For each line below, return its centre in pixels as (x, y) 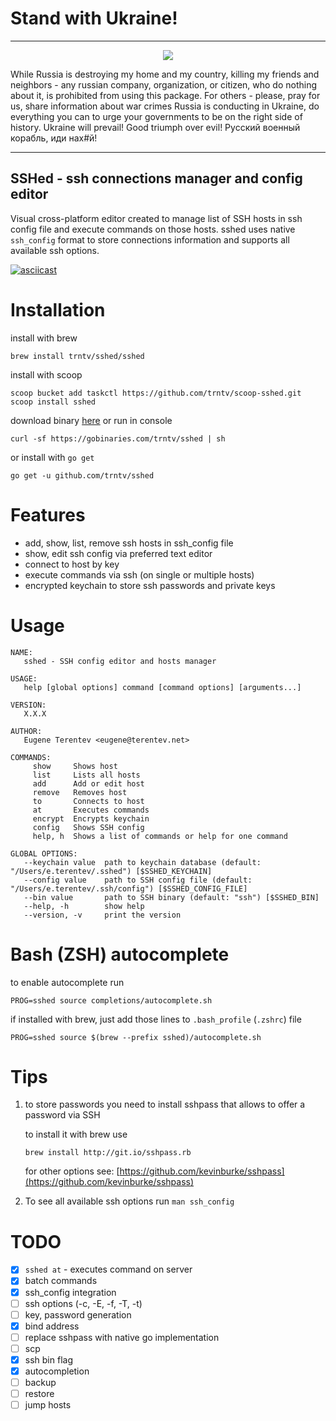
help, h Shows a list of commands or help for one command (160, 836)
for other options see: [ (72, 1171)
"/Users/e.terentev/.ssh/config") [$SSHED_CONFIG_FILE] (129, 888)
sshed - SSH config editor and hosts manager (120, 661)
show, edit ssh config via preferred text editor (118, 553)
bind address (52, 1326)
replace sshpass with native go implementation (122, 1337)
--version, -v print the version (102, 915)
